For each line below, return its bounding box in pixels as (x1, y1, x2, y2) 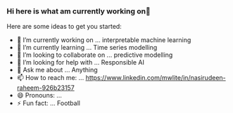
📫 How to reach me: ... (16, 74, 84, 82)
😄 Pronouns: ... (16, 91, 63, 100)
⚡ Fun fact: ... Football (16, 99, 80, 107)
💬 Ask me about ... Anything (16, 66, 98, 74)
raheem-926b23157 (16, 84, 75, 92)
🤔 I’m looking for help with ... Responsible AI (16, 58, 145, 67)
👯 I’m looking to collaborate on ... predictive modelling (16, 51, 173, 59)
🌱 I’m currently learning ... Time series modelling (16, 44, 158, 52)
